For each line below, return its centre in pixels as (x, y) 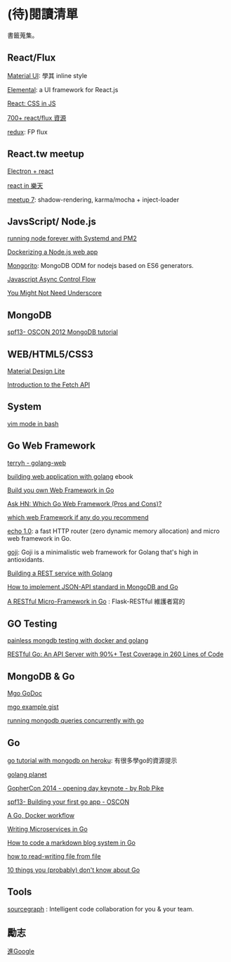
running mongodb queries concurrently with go (75, 721)
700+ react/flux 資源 (37, 117)
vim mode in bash (33, 423)
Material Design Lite (36, 371)
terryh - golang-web (37, 463)
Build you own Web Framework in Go (61, 490)
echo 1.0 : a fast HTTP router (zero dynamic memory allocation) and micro (113, 531)
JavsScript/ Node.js (52, 221)
